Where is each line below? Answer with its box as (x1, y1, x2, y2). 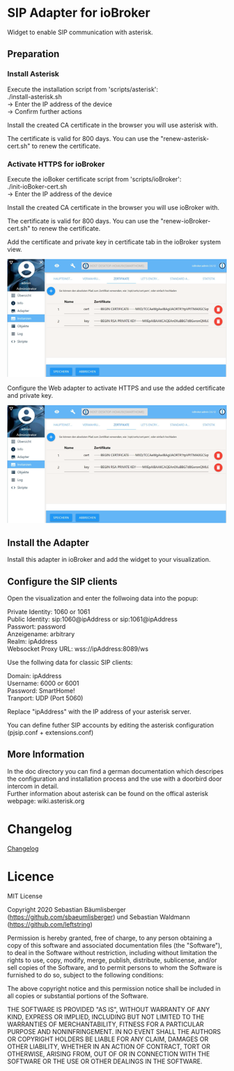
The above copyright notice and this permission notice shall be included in (7, 984, 221, 992)
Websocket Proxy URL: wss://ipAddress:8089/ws (7, 644, 148, 653)
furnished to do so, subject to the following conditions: (7, 971, 164, 979)
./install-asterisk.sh (7, 92, 63, 100)
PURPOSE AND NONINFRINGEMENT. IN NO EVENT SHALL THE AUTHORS (7, 1027, 221, 1035)
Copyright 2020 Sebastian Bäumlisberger (7, 905, 127, 913)
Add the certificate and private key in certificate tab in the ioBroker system (7, 237, 221, 246)
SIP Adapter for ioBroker (7, 5, 151, 21)
